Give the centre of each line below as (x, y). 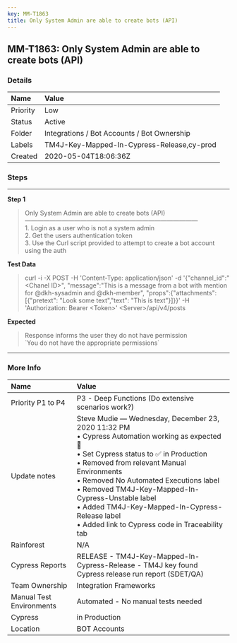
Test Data (22, 264)
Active (55, 122)
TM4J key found (171, 565)
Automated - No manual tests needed (139, 601)
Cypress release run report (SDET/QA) (140, 574)
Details (20, 80)
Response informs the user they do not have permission (106, 336)
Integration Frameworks (116, 585)
